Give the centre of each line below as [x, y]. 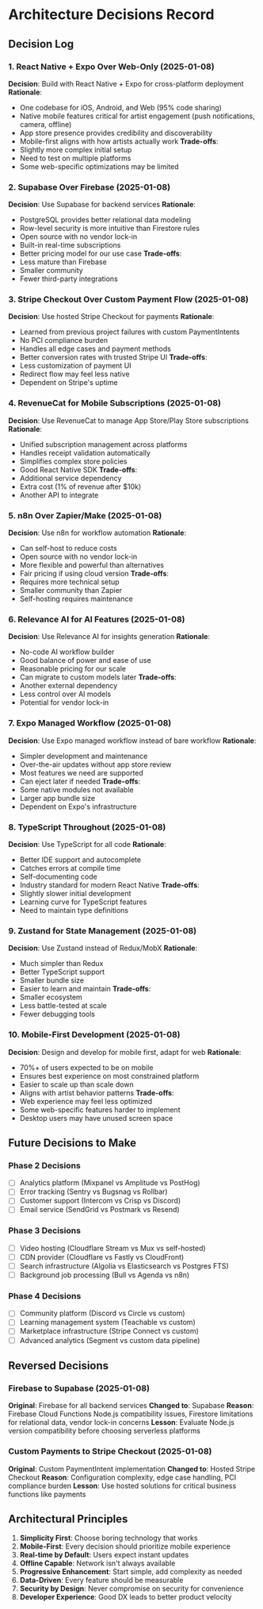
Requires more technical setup [70, 582]
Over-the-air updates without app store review [95, 764]
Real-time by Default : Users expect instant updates [104, 1555]
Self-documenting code [58, 876]
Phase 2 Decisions [44, 1165]
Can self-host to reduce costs [68, 549]
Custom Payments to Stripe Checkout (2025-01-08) [110, 1452]
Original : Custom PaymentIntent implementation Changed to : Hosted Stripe [132, 1469]
